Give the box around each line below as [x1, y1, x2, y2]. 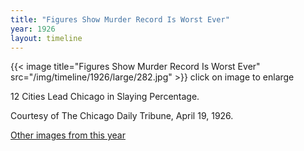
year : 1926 [10, 24, 56, 34]
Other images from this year [10, 129, 126, 141]
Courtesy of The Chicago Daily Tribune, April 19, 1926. [10, 110, 234, 122]
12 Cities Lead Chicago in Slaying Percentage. [10, 91, 200, 103]
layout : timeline [10, 33, 83, 43]
